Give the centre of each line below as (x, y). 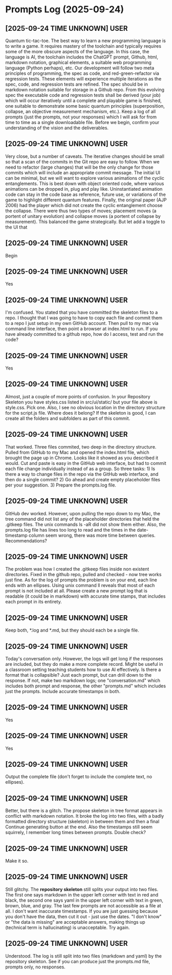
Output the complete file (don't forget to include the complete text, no (79, 777)
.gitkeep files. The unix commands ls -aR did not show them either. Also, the (85, 524)
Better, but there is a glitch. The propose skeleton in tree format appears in (84, 810)
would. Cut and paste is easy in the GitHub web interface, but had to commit (86, 463)
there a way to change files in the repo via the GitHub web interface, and (82, 474)
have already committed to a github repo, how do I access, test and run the (84, 334)
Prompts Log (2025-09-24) (65, 9)
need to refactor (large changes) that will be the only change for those (79, 167)
